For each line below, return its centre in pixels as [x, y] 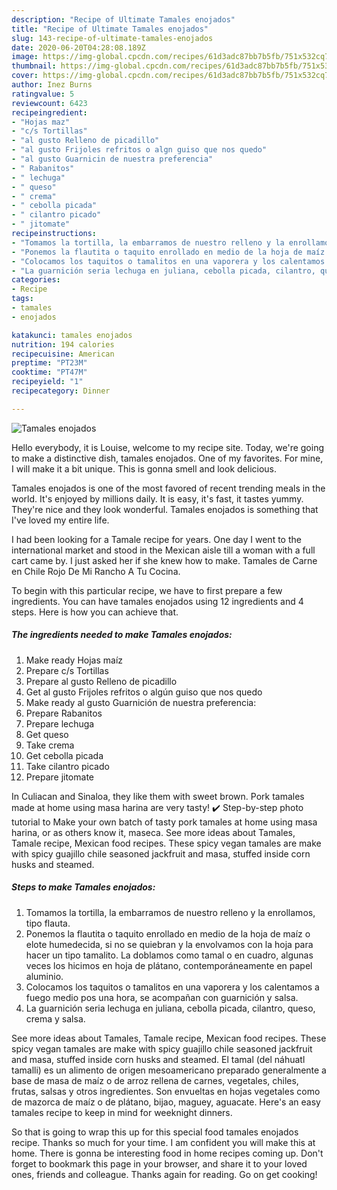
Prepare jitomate [59, 777]
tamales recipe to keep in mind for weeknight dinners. [122, 1112]
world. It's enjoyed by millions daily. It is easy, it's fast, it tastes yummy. [157, 498]
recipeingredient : [49, 112]
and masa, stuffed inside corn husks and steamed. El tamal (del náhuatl [158, 1059]
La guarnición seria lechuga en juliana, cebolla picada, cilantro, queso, [170, 1008]
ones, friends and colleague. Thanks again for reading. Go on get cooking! [164, 1174]
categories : [36, 280]
